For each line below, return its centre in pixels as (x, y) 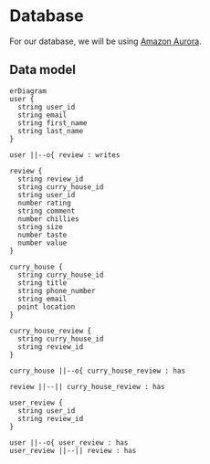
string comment (47, 211)
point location (47, 307)
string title (42, 283)
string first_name (53, 123)
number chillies (48, 219)
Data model (42, 70)
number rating (44, 203)
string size (41, 227)
